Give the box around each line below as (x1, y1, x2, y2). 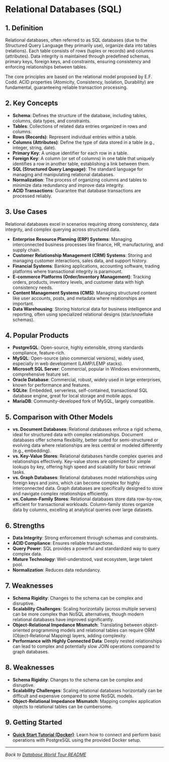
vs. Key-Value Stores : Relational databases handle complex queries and (12, 453, 163, 459)
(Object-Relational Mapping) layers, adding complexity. (12, 632, 127, 638)
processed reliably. (12, 193, 52, 199)
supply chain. (12, 246, 41, 253)
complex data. (12, 551, 42, 557)
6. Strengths (5, 521, 45, 530)
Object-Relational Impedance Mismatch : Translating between (12, 622, 142, 628)
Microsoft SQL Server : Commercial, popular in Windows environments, (12, 366, 161, 372)
